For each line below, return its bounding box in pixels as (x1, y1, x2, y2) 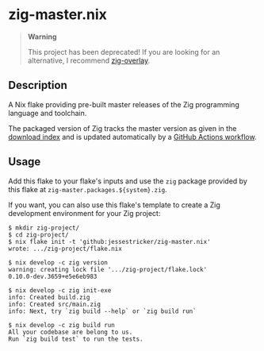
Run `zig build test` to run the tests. (8, 335, 144, 343)
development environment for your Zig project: (8, 208, 161, 218)
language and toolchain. (8, 108, 87, 118)
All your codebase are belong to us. (8, 328, 133, 336)
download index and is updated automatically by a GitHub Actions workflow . (8, 132, 257, 141)
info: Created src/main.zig (8, 300, 101, 308)
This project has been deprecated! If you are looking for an (27, 47, 220, 56)
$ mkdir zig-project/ (8, 224, 80, 232)
